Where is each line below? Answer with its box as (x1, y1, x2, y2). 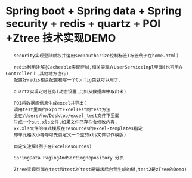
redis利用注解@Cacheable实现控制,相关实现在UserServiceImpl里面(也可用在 (13, 64, 184, 70)
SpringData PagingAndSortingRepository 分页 (13, 155, 125, 161)
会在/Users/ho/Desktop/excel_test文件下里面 (13, 112, 120, 119)
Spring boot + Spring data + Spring (5, 4, 182, 18)
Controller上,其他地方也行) (5, 70, 69, 76)
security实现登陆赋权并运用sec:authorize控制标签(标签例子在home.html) (13, 53, 179, 59)
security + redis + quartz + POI (5, 17, 161, 30)
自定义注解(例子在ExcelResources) (13, 143, 92, 149)
